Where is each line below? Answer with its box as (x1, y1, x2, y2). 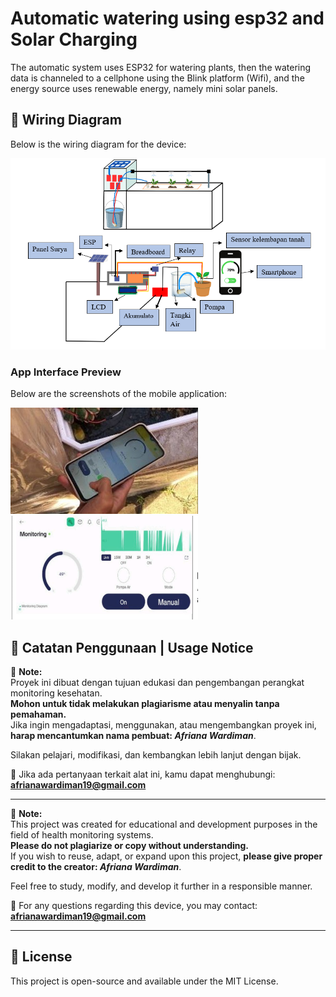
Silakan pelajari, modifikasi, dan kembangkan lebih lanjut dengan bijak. (10, 749, 302, 761)
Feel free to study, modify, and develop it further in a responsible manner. (10, 880, 313, 892)
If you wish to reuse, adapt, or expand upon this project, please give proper (10, 850, 323, 862)
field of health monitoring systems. (10, 829, 154, 841)
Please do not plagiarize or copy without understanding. (10, 840, 249, 851)
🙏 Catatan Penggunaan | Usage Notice (10, 639, 254, 656)
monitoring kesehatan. (10, 687, 103, 699)
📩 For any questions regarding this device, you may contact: (10, 900, 258, 911)
